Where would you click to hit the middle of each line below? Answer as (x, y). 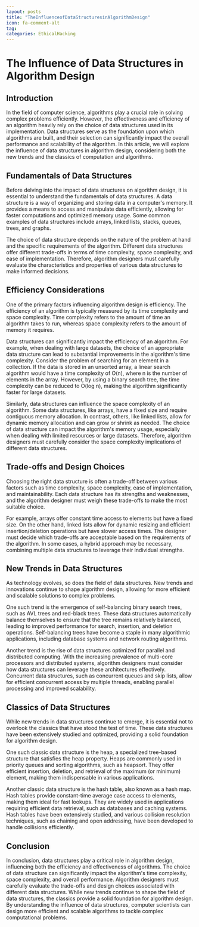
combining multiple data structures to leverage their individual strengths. (95, 550)
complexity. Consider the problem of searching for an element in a (87, 360)
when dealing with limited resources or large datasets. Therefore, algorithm (99, 435)
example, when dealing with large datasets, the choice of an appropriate (95, 347)
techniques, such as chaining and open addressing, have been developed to (100, 821)
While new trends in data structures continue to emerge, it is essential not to (100, 722)
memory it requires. (30, 329)
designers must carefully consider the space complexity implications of (94, 442)
